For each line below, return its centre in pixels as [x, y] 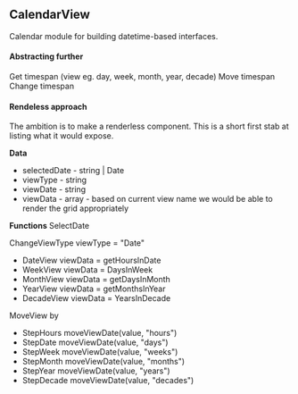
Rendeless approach [48, 106]
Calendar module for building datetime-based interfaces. [114, 36]
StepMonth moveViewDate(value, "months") [103, 362]
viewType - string [54, 180]
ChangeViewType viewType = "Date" [77, 243]
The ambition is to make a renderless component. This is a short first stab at [149, 126]
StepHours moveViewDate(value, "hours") [99, 333]
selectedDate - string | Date [73, 171]
